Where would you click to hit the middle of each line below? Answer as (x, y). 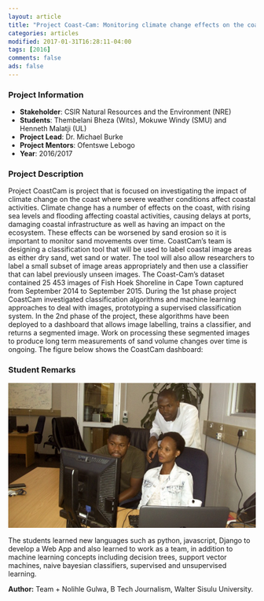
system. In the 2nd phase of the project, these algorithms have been (119, 316)
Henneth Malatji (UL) (53, 129)
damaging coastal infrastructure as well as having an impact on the (117, 225)
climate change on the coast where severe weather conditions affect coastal (132, 200)
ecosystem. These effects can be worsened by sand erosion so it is (117, 233)
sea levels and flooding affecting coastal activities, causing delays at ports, (130, 216)
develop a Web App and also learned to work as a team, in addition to (121, 549)
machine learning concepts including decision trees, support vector (117, 557)
